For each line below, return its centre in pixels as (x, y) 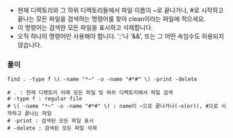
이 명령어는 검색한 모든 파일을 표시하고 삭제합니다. (85, 27)
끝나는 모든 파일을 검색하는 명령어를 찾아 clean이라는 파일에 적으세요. (111, 19)
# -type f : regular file (45, 99)
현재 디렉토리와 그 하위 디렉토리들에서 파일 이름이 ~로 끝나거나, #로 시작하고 (120, 10)
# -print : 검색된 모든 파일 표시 (50, 121)
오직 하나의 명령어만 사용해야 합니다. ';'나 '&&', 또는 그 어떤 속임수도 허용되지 (121, 36)
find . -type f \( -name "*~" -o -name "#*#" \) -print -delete (102, 79)
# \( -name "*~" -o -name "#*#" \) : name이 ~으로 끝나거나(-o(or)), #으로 (113, 106)
